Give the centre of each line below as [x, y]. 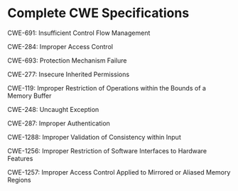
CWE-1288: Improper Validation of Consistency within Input [94, 137]
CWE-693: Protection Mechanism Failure [67, 60]
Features [20, 158]
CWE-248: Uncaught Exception [53, 109]
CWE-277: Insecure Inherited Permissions [69, 74]
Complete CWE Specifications [98, 13]
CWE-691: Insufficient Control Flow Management [79, 33]
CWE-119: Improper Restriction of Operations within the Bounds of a [107, 88]
